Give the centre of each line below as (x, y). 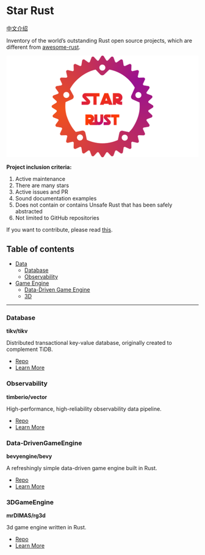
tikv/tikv (17, 331)
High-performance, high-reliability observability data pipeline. (84, 409)
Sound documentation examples (56, 199)
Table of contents (40, 249)
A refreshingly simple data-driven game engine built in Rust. (82, 468)
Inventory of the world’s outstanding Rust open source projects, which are (99, 40)
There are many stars (42, 186)
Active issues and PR (41, 192)
